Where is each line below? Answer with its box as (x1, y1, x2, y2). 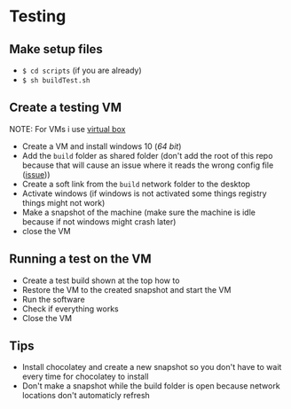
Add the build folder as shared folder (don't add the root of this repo (21, 150, 273, 161)
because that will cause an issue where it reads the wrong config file (21, 160, 274, 170)
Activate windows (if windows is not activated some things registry (21, 188, 268, 199)
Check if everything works (21, 303, 120, 314)
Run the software (21, 294, 86, 304)
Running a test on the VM (9, 251, 153, 267)
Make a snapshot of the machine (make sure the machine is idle (21, 207, 256, 217)
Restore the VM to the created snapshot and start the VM (21, 284, 232, 295)
